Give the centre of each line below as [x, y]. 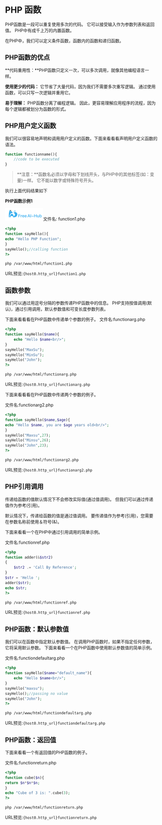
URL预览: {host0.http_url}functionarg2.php [49, 470]
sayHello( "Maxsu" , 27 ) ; [28, 435]
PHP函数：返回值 [31, 740]
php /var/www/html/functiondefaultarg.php [48, 713]
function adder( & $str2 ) [29, 557]
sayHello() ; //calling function [37, 249]
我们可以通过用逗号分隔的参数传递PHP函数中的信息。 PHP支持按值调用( [76, 303]
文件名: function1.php [64, 219]
